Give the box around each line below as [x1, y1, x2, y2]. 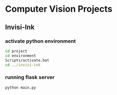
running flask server [5, 74, 55, 81]
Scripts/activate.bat [5, 58, 50, 63]
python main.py [5, 85, 36, 90]
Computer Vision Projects [5, 3, 113, 15]
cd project [5, 48, 28, 53]
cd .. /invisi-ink [5, 62, 41, 67]
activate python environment [5, 38, 76, 45]
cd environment [5, 53, 36, 58]
